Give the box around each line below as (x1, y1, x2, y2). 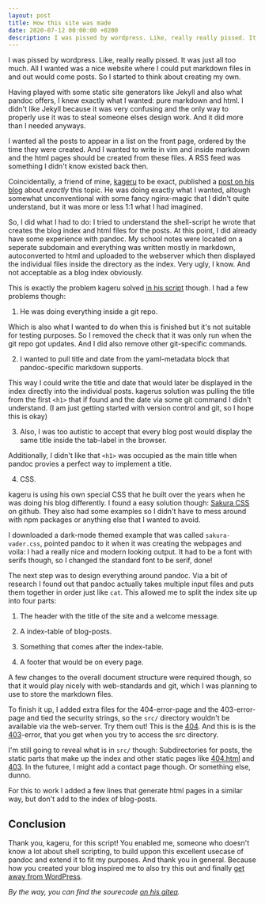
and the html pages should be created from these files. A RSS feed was (8, 153, 241, 163)
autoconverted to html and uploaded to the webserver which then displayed (8, 251, 256, 261)
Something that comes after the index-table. (19, 642, 164, 652)
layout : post (8, 11, 51, 20)
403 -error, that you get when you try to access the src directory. (8, 730, 219, 739)
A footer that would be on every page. (19, 657, 144, 667)
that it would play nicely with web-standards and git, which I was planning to (8, 681, 258, 690)
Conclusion (8, 817, 66, 830)
